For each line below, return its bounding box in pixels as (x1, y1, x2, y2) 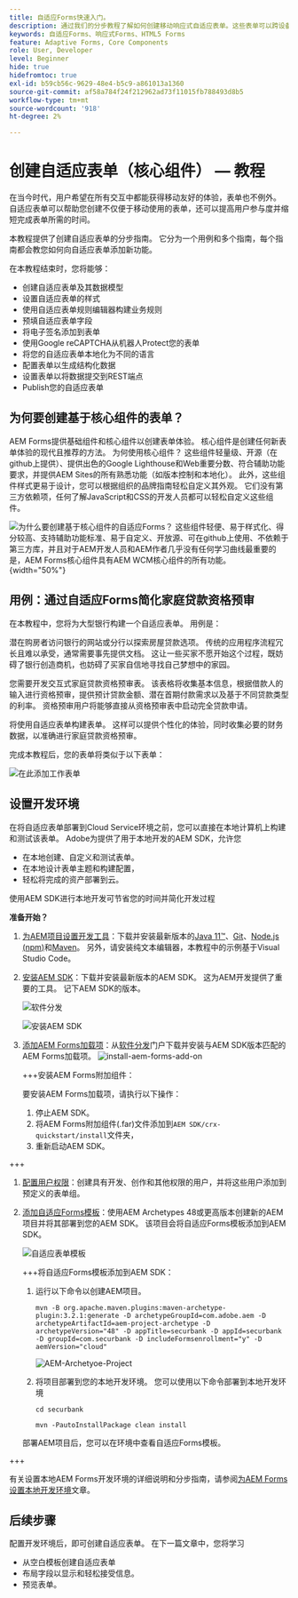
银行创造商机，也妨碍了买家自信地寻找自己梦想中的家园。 (24, 659, 235, 669)
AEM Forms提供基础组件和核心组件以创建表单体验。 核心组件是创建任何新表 (9, 435, 286, 446)
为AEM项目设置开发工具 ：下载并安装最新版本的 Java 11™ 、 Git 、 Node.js (21, 931, 279, 941)
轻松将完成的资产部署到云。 (21, 874, 124, 884)
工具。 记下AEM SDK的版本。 (37, 983, 145, 994)
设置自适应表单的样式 (21, 293, 100, 304)
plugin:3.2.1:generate (35, 1311, 120, 1320)
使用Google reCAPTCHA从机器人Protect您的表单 (21, 338, 200, 348)
